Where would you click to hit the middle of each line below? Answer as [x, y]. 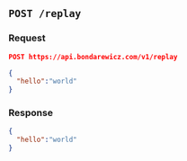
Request [27, 38]
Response [31, 113]
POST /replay [45, 14]
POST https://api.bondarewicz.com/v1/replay [93, 57]
